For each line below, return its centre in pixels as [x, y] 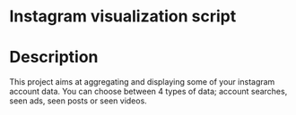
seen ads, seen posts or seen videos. [78, 101]
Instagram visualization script [123, 16]
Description [54, 57]
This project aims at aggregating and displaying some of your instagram [142, 82]
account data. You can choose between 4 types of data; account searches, [148, 92]
